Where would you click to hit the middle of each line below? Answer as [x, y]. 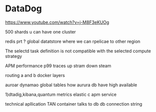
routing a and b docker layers [35, 75]
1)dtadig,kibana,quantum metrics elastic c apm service [61, 94]
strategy [14, 56]
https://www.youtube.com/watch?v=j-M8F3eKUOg [57, 22]
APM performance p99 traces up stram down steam [58, 66]
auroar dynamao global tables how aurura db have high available [71, 85]
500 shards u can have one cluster [41, 32]
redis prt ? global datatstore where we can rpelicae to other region [73, 41]
